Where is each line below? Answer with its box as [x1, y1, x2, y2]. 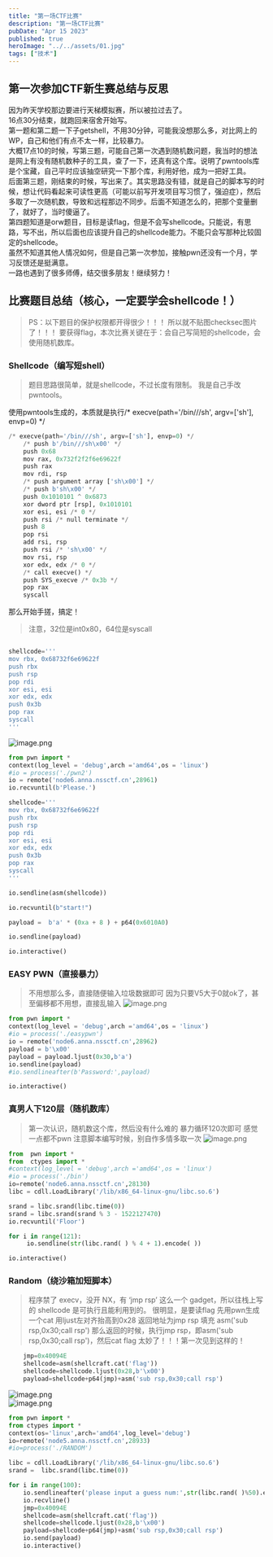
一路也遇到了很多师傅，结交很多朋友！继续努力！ [8, 268, 172, 278]
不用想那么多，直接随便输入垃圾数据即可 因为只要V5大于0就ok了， [28, 988, 252, 998]
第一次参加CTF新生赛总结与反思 [8, 82, 169, 96]
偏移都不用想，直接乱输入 [35, 999, 122, 1008]
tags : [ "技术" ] [8, 50, 58, 58]
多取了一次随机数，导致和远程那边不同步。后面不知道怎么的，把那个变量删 [8, 196, 258, 206]
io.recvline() [23, 1496, 71, 1504]
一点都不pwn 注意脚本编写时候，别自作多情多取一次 [28, 1133, 201, 1144]
